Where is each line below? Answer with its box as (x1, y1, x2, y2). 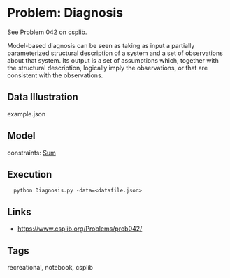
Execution (7, 169, 52, 180)
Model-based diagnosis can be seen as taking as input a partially (7, 41, 195, 49)
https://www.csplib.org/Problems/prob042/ (17, 224, 143, 233)
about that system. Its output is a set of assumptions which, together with (7, 56, 219, 64)
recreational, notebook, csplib (7, 263, 93, 271)
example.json (7, 109, 46, 118)
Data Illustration (7, 91, 78, 103)
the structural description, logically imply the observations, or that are (7, 63, 208, 72)
